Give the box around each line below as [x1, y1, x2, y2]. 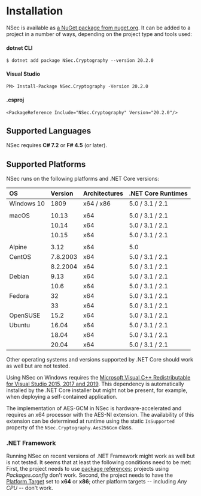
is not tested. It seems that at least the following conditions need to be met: [6, 459, 191, 466]
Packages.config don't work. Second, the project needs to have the [6, 471, 173, 479]
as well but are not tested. [6, 362, 71, 370]
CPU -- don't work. [6, 485, 54, 492]
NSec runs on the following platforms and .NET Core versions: [6, 175, 160, 183]
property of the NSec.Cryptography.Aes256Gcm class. [6, 424, 133, 431]
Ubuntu [9, 321, 31, 330]
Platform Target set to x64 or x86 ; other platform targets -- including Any [6, 478, 187, 485]
